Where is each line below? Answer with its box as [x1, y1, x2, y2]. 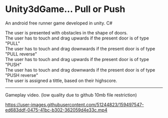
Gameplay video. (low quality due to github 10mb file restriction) [5, 91, 137, 98]
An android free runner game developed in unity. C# [5, 20, 112, 26]
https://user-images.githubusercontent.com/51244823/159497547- [5, 101, 144, 107]
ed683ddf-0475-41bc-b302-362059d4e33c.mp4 [5, 106, 107, 113]
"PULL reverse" [5, 51, 37, 57]
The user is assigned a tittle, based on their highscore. [5, 77, 117, 83]
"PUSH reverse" [5, 72, 38, 78]
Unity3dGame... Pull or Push [5, 3, 125, 15]
